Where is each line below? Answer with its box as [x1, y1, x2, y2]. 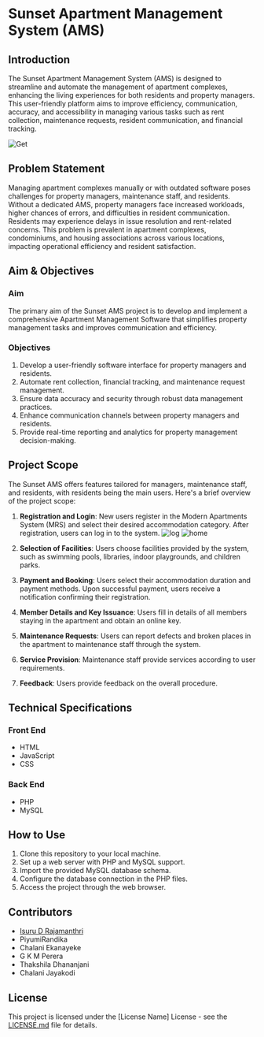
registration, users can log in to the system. [19, 528, 160, 537]
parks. [19, 560, 41, 570]
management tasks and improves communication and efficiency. [8, 322, 218, 332]
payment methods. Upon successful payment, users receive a [19, 584, 222, 593]
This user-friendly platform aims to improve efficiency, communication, [8, 99, 238, 108]
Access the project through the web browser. [19, 883, 167, 892]
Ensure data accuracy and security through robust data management [19, 393, 244, 403]
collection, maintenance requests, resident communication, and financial [8, 116, 244, 125]
